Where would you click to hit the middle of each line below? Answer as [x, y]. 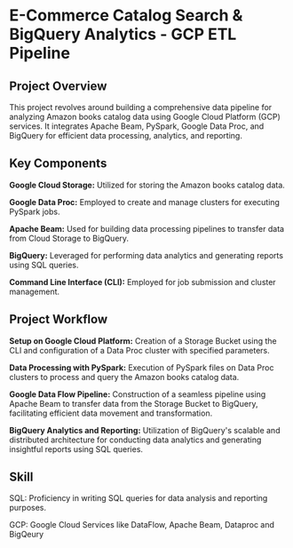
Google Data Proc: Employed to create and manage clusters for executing [144, 202]
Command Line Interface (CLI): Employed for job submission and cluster [143, 282]
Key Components [58, 164]
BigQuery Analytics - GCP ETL [123, 34]
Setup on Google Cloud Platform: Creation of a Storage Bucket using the [143, 341]
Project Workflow [59, 319]
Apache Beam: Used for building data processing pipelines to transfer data [147, 228]
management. [35, 291]
